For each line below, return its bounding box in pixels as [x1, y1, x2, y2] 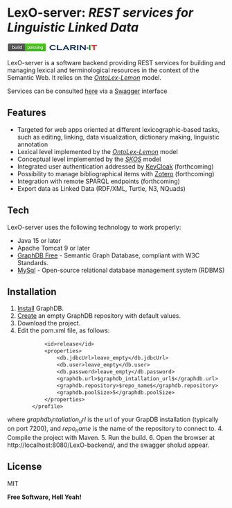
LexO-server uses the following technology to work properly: [7, 223, 181, 231]
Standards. [17, 258, 49, 266]
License [7, 461, 42, 473]
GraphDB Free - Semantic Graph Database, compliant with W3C [17, 251, 200, 260]
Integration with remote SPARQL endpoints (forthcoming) [17, 177, 180, 185]
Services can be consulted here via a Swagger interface [7, 87, 168, 95]
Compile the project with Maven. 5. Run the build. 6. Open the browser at [7, 433, 215, 441]
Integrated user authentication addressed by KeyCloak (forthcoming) [17, 162, 214, 171]
